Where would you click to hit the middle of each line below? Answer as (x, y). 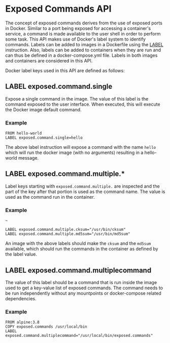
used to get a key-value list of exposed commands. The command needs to (84, 288)
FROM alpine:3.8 (22, 322)
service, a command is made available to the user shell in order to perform (83, 34)
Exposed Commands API (58, 9)
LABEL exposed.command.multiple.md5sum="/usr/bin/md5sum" (68, 234)
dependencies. (21, 298)
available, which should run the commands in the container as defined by (82, 249)
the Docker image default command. (44, 109)
